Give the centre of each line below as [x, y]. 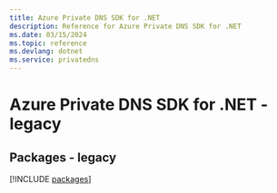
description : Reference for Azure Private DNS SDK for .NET [126, 26]
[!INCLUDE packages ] [50, 179]
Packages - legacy [63, 157]
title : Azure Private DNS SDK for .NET [85, 18]
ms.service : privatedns [54, 60]
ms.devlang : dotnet [46, 52]
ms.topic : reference [49, 43]
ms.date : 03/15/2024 [49, 34]
